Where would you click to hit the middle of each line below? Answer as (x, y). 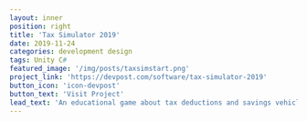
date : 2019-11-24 (42, 43)
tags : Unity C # (38, 60)
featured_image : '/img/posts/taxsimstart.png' (100, 69)
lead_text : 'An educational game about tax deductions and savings (141, 102)
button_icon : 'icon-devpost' (65, 86)
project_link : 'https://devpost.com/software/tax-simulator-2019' (138, 77)
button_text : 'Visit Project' (67, 94)
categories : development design (71, 52)
